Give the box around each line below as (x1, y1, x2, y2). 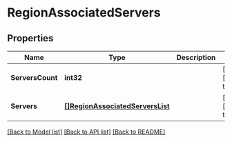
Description (176, 53, 216, 62)
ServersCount (10, 73, 58, 82)
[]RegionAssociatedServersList (64, 101, 171, 111)
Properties (7, 32, 54, 44)
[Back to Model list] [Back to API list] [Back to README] (7, 128, 166, 136)
